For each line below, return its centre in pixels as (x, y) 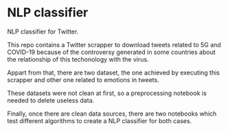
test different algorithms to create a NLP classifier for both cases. (100, 120)
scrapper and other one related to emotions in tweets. (83, 79)
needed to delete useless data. (51, 100)
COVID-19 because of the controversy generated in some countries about (112, 52)
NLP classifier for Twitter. (43, 31)
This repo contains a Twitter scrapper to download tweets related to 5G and (114, 44)
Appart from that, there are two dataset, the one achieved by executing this (113, 72)
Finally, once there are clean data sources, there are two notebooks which (112, 114)
